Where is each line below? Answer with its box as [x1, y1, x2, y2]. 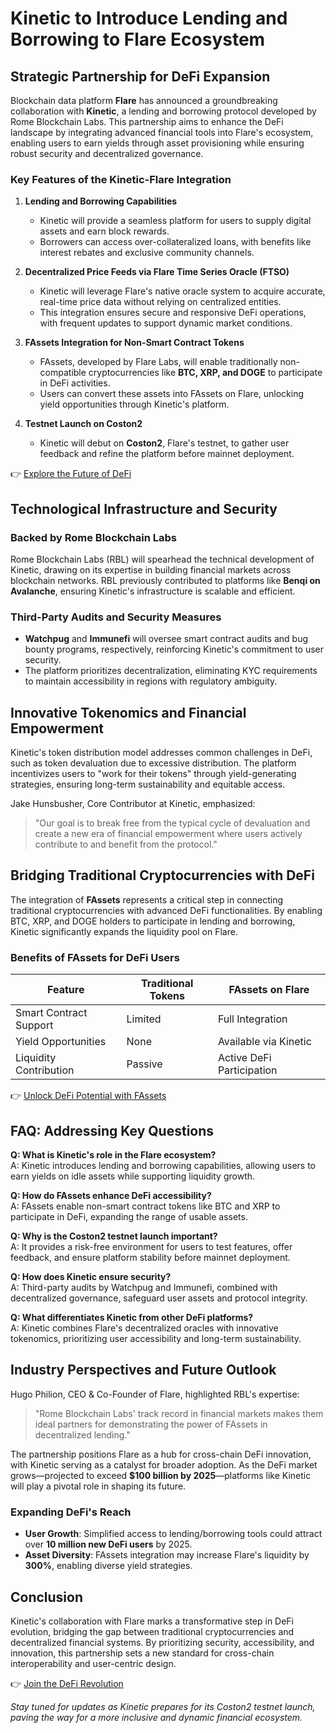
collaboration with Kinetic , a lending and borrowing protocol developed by [10, 105, 317, 117]
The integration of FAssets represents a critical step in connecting [10, 893, 284, 906]
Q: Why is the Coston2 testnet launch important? [10, 1230, 218, 1242]
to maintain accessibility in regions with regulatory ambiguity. [24, 675, 278, 687]
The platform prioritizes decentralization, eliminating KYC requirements [24, 665, 318, 677]
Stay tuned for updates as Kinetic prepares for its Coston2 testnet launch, [10, 1700, 316, 1712]
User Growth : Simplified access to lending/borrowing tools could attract [24, 1528, 323, 1540]
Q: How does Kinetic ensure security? [10, 1271, 172, 1283]
